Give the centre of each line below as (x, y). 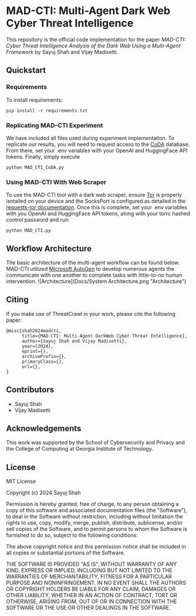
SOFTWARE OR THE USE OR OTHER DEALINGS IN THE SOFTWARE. (88, 608)
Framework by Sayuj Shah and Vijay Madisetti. (62, 52)
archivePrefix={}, (44, 356)
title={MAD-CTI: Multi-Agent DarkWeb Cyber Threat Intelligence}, (104, 336)
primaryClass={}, (43, 362)
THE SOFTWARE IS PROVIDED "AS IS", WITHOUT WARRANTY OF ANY (92, 564)
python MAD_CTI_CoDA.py (35, 167)
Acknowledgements (44, 429)
